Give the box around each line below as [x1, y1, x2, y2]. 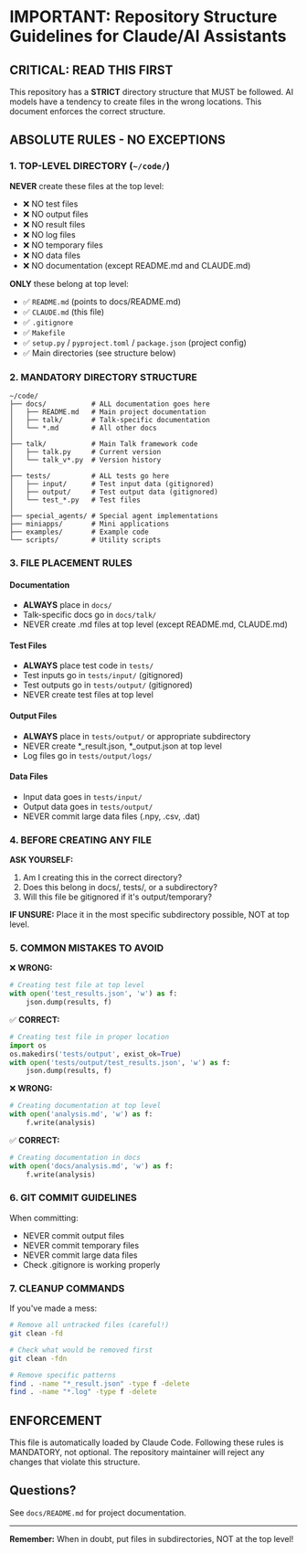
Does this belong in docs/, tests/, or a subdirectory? [22, 882, 217, 893]
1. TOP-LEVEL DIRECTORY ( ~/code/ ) [9, 160, 171, 173]
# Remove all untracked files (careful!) [9, 1321, 170, 1330]
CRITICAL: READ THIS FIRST [9, 62, 174, 78]
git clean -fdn [9, 1354, 68, 1363]
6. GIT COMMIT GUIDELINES [9, 1191, 137, 1204]
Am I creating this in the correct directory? [22, 872, 183, 883]
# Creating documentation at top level [9, 1101, 162, 1111]
